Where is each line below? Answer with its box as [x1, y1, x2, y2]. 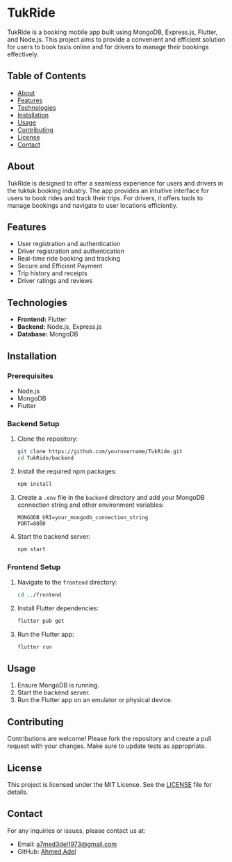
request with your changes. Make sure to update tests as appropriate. [7, 742, 207, 750]
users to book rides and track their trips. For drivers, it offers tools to [7, 193, 204, 202]
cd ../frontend [17, 591, 62, 599]
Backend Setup [7, 418, 60, 428]
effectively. [7, 50, 40, 58]
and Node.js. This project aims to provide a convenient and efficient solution [7, 35, 226, 43]
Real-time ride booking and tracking [17, 254, 120, 263]
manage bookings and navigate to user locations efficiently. [7, 201, 179, 209]
